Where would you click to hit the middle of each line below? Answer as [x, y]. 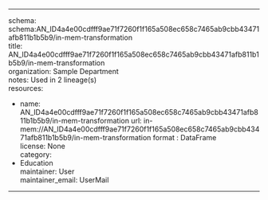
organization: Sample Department [64, 71]
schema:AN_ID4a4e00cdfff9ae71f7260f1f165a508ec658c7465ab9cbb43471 [134, 29]
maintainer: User [47, 171]
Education [36, 163]
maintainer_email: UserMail [64, 180]
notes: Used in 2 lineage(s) [53, 80]
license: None [42, 146]
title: [16, 46]
